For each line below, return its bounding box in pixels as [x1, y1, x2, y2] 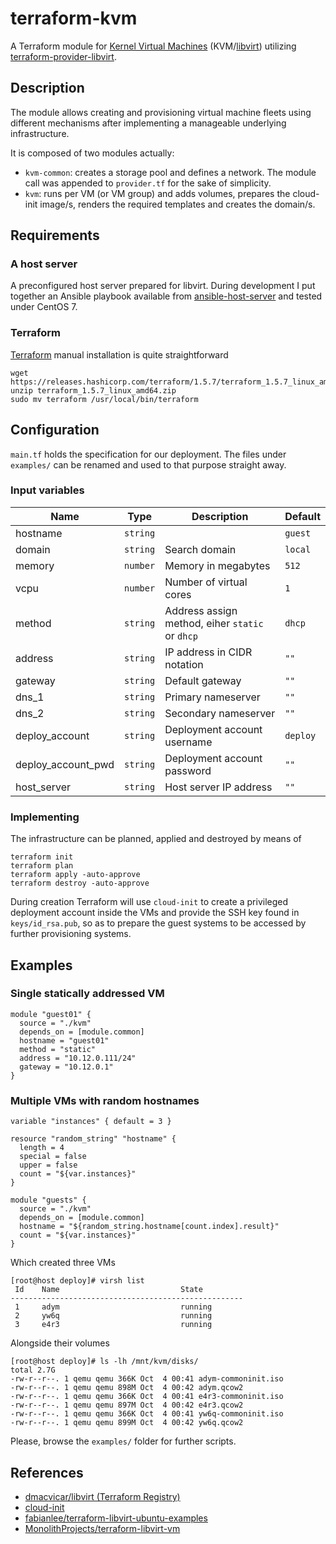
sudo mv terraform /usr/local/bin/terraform [10, 394, 199, 404]
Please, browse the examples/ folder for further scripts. [10, 1435, 237, 1447]
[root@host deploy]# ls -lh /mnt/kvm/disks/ [10, 1357, 199, 1367]
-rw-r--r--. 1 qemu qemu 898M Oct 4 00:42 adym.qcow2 [10, 1383, 244, 1393]
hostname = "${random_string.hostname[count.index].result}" [19, 1222, 280, 1232]
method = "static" [19, 1044, 97, 1054]
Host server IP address [164, 780, 273, 794]
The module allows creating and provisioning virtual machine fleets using [10, 106, 312, 118]
